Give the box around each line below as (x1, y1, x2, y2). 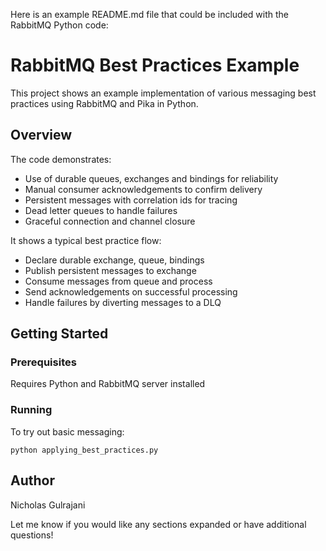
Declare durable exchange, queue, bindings (24, 254, 205, 266)
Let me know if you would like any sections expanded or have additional (10, 518, 307, 530)
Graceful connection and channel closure (24, 215, 196, 227)
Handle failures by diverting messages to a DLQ (24, 296, 222, 308)
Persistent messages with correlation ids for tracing (24, 194, 238, 206)
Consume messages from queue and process (24, 275, 213, 287)
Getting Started (10, 325, 109, 343)
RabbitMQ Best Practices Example (10, 54, 300, 77)
